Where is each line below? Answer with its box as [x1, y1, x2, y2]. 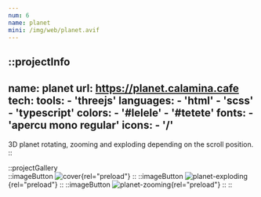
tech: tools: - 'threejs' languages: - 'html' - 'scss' [8, 94, 254, 108]
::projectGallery [8, 162, 58, 173]
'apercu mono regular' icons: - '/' [8, 119, 174, 132]
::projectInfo [8, 55, 71, 68]
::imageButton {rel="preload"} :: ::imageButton [8, 171, 183, 181]
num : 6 [8, 11, 30, 20]
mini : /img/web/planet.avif [8, 26, 100, 34]
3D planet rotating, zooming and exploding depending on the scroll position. [8, 139, 254, 149]
